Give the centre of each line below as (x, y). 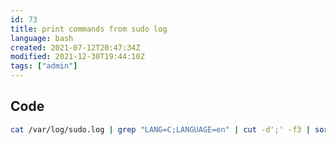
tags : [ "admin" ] (44, 66)
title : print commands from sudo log (89, 29)
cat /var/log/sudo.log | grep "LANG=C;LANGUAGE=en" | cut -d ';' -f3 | (160, 129)
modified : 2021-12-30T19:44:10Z (77, 57)
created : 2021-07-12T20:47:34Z (75, 47)
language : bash (42, 38)
